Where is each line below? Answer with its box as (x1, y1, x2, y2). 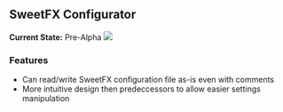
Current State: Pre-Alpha (9, 31, 102, 43)
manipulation (21, 93, 70, 104)
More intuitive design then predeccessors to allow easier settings (21, 84, 262, 94)
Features (9, 53, 49, 66)
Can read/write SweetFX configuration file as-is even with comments (21, 75, 275, 85)
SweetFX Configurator (9, 7, 137, 22)
